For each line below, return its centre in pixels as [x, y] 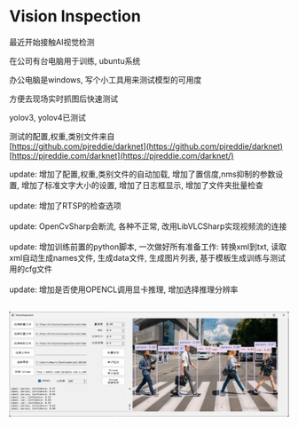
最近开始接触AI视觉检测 [52, 42]
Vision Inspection [75, 16]
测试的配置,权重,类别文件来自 [62, 136]
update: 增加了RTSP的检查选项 [65, 205]
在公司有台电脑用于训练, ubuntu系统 [75, 60]
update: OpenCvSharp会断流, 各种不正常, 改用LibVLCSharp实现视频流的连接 [148, 226]
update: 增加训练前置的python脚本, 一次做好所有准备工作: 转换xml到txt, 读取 [148, 247]
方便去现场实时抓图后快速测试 [63, 99]
